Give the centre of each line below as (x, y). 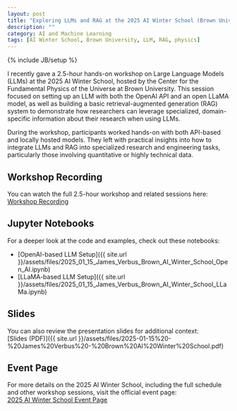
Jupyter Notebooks (51, 224)
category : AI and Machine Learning (60, 33)
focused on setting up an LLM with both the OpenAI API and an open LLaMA (118, 97)
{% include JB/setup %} (42, 60)
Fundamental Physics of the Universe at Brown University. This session (111, 89)
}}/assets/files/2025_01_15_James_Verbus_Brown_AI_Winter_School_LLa (122, 284)
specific (19, 119)
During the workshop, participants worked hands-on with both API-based (114, 133)
